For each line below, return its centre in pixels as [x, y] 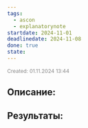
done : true [23, 45]
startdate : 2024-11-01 [40, 33]
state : [16, 52]
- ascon [24, 20]
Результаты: [35, 115]
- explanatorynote [40, 26]
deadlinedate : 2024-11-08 [44, 39]
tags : [15, 13]
